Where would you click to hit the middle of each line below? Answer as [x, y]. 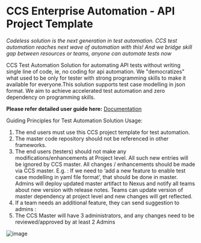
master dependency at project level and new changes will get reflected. [104, 196]
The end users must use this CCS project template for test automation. [102, 132]
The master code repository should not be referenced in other [92, 138]
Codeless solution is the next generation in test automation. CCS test [92, 40]
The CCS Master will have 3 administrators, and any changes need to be [104, 215]
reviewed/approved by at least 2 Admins [65, 222]
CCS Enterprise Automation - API [91, 11]
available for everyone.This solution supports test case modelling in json [96, 84]
